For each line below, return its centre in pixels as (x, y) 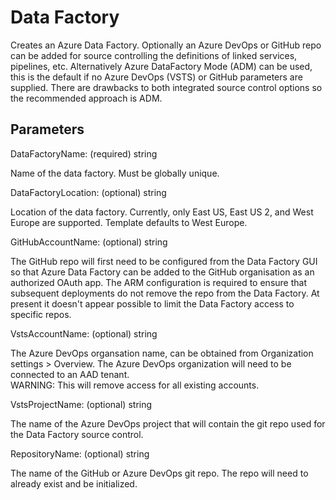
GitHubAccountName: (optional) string (89, 242)
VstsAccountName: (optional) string (84, 333)
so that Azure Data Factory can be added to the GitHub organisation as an (162, 272)
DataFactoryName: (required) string (84, 153)
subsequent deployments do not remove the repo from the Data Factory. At (165, 293)
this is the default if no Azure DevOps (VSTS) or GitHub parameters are (156, 77)
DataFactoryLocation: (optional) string (88, 192)
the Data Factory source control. (77, 434)
